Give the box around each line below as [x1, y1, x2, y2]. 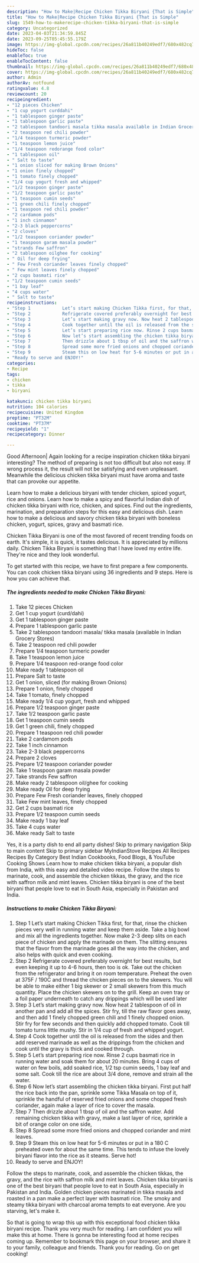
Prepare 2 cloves [15, 754, 57, 761]
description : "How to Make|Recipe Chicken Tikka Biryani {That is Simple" [6, 8, 195, 15]
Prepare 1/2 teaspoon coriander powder [15, 761, 113, 768]
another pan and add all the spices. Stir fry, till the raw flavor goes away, [15, 1008, 191, 1015]
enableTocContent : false [6, 58, 68, 64]
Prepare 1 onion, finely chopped [15, 685, 93, 692]
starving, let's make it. [6, 1207, 61, 1215]
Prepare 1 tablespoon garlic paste [15, 622, 97, 629]
